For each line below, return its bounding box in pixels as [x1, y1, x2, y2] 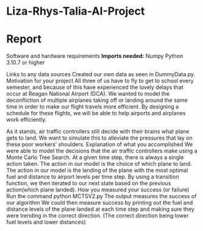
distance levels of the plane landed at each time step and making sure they [6, 205, 195, 213]
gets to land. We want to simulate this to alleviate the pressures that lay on [6, 134, 193, 141]
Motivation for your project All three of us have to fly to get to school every [6, 77, 194, 85]
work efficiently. [6, 116, 47, 123]
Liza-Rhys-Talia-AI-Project [6, 4, 145, 18]
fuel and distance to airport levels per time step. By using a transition [6, 173, 179, 180]
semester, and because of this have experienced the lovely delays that [6, 84, 184, 91]
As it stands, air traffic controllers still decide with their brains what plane [6, 128, 190, 135]
